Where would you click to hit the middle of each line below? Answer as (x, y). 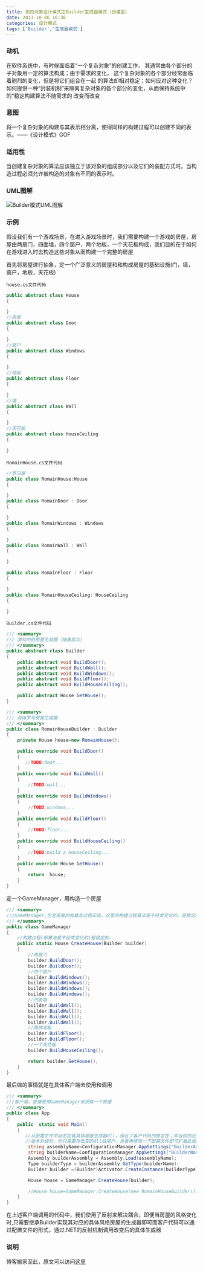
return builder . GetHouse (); (63, 1061)
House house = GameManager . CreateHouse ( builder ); (92, 1180)
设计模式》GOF (51, 134)
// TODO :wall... (47, 785)
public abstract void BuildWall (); (62, 668)
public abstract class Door (42, 323)
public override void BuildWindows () (65, 796)
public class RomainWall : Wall (47, 545)
